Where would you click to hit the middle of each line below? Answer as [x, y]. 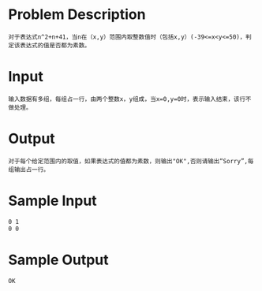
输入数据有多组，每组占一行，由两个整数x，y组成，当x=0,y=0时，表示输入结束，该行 [127, 99]
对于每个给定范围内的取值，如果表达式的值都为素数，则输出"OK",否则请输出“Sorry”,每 [131, 161]
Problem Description [77, 15]
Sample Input [52, 201]
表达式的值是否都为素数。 [55, 45]
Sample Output [58, 260]
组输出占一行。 [29, 170]
